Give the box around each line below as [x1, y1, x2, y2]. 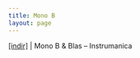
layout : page [8, 19, 52, 27]
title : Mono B [8, 11, 56, 20]
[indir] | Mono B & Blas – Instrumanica [8, 41, 133, 50]
